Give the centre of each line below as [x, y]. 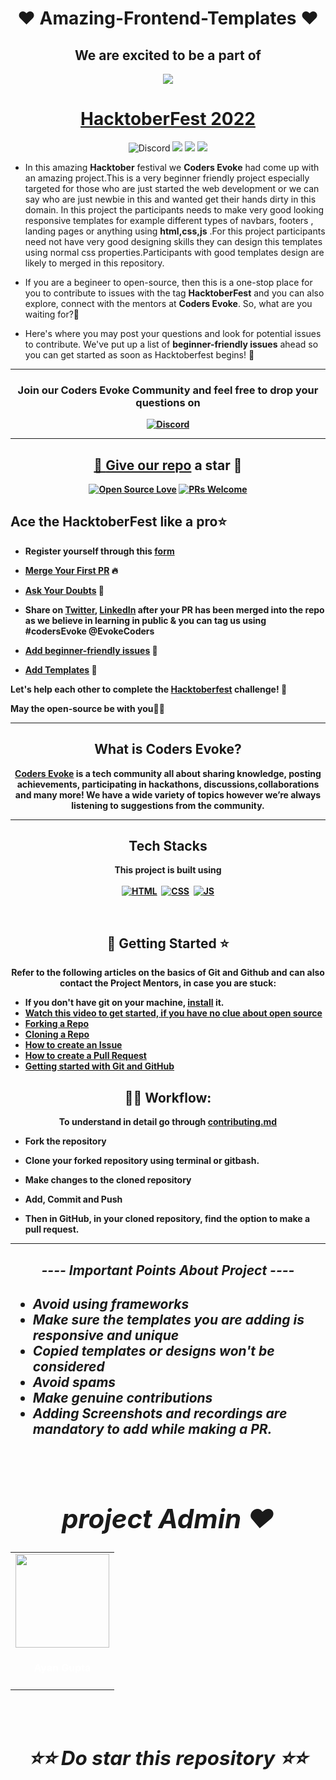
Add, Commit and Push [73, 1199]
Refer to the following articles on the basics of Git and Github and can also [168, 973]
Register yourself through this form [99, 551]
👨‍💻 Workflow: [168, 1097]
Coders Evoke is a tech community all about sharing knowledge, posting [168, 773]
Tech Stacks [168, 846]
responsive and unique [106, 1335]
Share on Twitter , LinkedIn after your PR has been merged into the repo [174, 609]
